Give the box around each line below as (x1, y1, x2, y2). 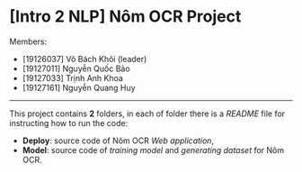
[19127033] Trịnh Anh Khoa (22, 72, 124, 83)
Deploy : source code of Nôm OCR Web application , (22, 135, 214, 146)
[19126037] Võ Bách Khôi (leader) (22, 53, 147, 64)
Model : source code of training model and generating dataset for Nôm (22, 144, 285, 155)
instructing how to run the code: (9, 117, 129, 128)
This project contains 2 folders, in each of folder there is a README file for (9, 108, 286, 119)
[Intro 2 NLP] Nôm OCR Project (9, 6, 242, 27)
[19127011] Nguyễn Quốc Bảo (22, 63, 130, 74)
